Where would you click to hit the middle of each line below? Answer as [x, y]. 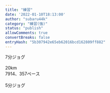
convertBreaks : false [28, 38]
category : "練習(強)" [26, 24]
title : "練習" [19, 10]
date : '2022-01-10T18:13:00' [35, 14]
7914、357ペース [23, 74]
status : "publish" [24, 28]
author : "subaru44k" [27, 19]
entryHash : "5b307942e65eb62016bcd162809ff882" [55, 42]
